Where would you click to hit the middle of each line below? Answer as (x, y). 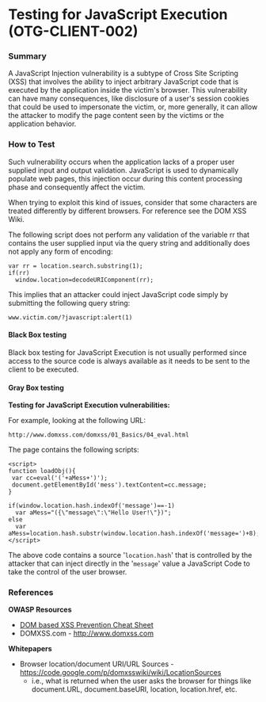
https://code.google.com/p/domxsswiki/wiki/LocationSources (120, 673)
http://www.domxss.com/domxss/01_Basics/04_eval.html (99, 435)
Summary (28, 56)
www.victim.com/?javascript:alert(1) (70, 317)
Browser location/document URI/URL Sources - (97, 664)
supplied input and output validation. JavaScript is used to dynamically (123, 170)
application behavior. (42, 124)
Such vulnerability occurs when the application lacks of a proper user (122, 162)
